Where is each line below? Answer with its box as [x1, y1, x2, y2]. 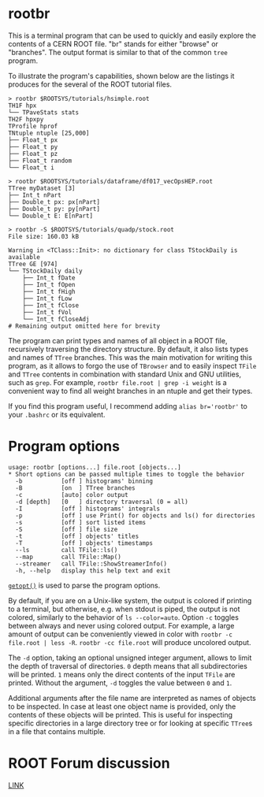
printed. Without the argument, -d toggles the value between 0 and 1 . [8, 678, 232, 688]
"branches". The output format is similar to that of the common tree [8, 47, 229, 57]
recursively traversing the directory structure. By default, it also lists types [8, 344, 249, 354]
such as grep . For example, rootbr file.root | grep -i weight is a [8, 377, 227, 387]
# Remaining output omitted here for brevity [8, 322, 160, 330]
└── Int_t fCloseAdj [22, 315, 90, 323]
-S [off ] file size [15, 525, 118, 533]
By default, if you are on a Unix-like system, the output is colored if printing [8, 595, 252, 605]
